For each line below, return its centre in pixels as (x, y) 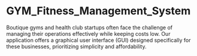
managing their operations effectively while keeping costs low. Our (88, 33)
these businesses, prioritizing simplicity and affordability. (76, 46)
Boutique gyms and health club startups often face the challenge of (90, 27)
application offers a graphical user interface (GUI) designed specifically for (99, 40)
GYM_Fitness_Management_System (99, 11)
